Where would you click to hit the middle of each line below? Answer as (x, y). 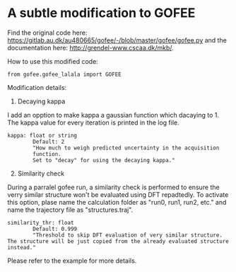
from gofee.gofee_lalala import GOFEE (64, 74)
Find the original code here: (47, 33)
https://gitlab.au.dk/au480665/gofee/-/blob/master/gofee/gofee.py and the (117, 40)
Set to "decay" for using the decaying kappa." (104, 160)
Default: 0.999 (55, 229)
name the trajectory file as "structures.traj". (70, 210)
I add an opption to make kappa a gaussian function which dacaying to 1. (113, 115)
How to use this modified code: (53, 61)
